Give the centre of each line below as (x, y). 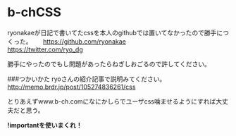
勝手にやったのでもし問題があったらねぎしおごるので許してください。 (109, 63)
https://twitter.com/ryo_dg (45, 49)
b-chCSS (35, 12)
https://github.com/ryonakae (85, 41)
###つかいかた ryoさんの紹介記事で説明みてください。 (87, 79)
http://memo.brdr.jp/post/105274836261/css (72, 87)
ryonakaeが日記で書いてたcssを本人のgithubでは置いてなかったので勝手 (112, 32)
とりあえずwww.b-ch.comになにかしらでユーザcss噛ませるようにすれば (112, 101)
